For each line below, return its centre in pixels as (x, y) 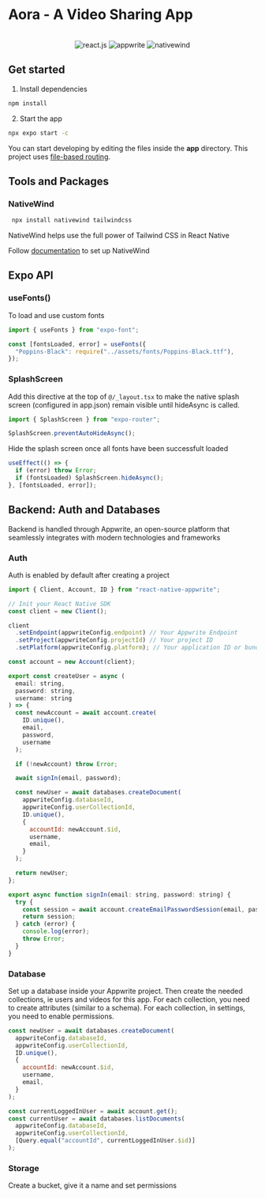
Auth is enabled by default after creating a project (89, 574)
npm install (28, 103)
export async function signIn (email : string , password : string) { (119, 895)
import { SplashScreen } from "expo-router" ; (84, 419)
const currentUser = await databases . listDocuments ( (97, 1118)
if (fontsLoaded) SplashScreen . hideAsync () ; (90, 478)
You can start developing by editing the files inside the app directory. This (128, 148)
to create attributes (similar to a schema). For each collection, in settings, (127, 1007)
